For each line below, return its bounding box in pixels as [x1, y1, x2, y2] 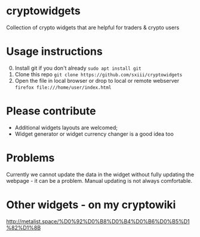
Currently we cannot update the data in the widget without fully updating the [6, 171, 195, 178]
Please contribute [6, 104, 97, 118]
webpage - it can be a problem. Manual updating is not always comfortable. [6, 177, 193, 184]
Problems [6, 151, 55, 164]
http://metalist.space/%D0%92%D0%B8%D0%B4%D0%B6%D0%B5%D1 [6, 217, 190, 224]
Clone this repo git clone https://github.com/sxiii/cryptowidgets [14, 70, 183, 78]
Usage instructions [6, 45, 103, 58]
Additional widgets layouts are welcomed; [14, 124, 118, 131]
